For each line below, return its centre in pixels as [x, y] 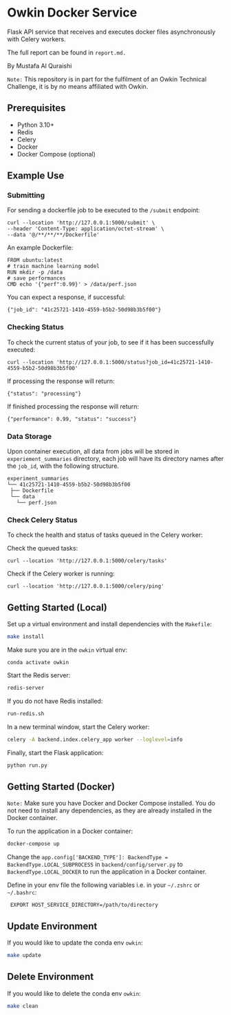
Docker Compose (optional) [56, 154]
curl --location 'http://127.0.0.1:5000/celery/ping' [86, 586]
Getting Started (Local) [57, 607]
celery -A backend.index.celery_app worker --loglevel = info [95, 739]
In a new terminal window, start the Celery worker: [78, 727]
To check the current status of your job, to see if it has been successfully [111, 342]
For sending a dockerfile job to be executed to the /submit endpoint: [104, 210]
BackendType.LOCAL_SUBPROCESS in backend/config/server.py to [95, 864]
